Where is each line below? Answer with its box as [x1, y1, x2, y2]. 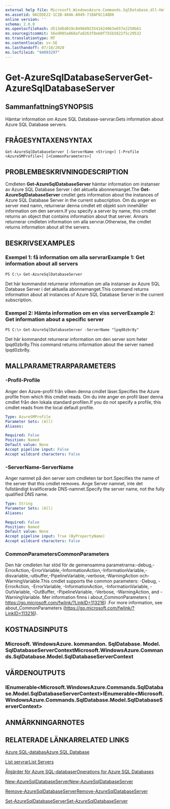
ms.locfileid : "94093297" [5, 50, 60, 55]
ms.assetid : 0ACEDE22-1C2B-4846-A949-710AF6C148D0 [5, 12, 114, 17]
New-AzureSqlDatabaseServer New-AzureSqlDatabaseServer [5, 779, 134, 785]
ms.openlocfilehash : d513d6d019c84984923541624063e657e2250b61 [5, 26, 142, 31]
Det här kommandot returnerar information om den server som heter [5, 336, 148, 342]
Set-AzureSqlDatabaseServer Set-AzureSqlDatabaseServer [5, 798, 128, 804]
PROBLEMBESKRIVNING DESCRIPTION [5, 168, 129, 176]
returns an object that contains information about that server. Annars [5, 213, 148, 219]
